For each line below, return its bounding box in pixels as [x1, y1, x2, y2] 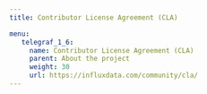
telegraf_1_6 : [21, 38, 74, 47]
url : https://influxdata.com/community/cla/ [29, 71, 199, 81]
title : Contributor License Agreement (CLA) [9, 13, 178, 22]
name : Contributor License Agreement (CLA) [29, 46, 194, 55]
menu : [9, 29, 30, 38]
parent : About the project [29, 55, 130, 64]
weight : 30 [29, 63, 70, 72]
